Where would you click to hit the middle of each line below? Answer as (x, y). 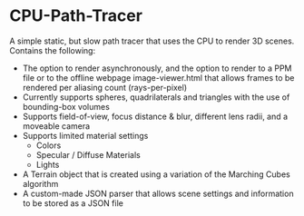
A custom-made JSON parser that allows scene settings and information (158, 193)
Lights (48, 164)
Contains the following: (53, 50)
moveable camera (56, 126)
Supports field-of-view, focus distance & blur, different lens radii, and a (155, 116)
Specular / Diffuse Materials (88, 154)
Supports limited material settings (85, 135)
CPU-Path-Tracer (76, 16)
